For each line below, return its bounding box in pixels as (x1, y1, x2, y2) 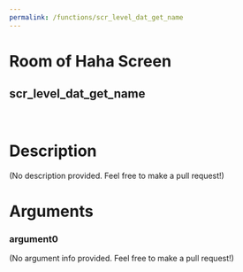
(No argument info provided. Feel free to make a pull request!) (9, 253, 234, 264)
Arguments (9, 201, 95, 221)
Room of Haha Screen (9, 51, 172, 71)
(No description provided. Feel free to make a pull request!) (9, 170, 225, 181)
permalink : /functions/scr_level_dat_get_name (9, 12, 184, 22)
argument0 (9, 232, 59, 245)
